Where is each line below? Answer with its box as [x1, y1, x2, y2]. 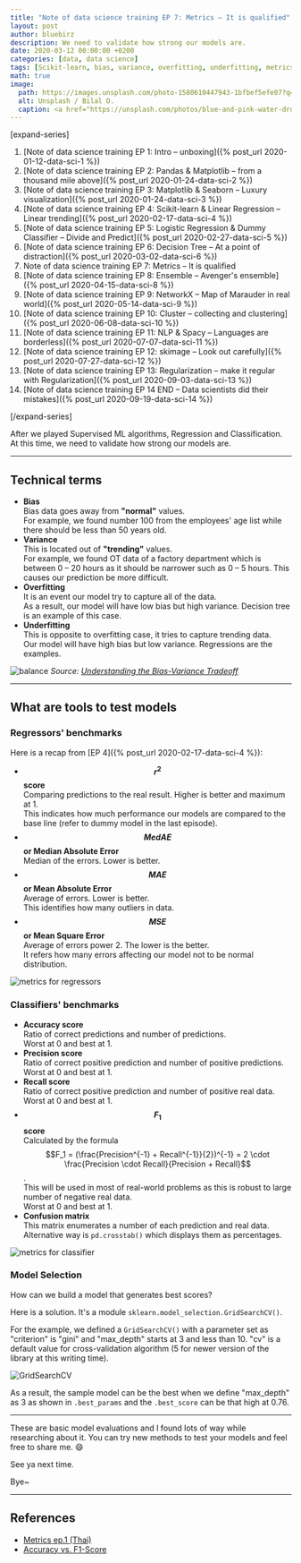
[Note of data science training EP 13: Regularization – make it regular [22, 365, 276, 376]
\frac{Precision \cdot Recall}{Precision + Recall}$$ [63, 1158, 252, 1169]
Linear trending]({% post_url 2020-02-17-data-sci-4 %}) [22, 213, 233, 224]
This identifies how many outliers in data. [22, 902, 175, 913]
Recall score [22, 1076, 71, 1087]
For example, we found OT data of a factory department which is [22, 553, 262, 564]
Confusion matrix [22, 1210, 90, 1221]
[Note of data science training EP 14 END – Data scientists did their [22, 384, 269, 395]
